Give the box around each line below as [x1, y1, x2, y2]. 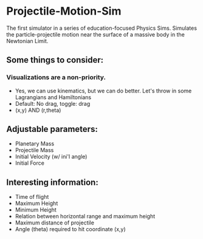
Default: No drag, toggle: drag [15, 100, 91, 107]
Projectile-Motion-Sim [6, 4, 122, 18]
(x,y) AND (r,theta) [15, 106, 61, 114]
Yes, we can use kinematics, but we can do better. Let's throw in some [15, 87, 192, 94]
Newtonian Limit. [6, 37, 49, 44]
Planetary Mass [15, 140, 55, 147]
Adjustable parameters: [6, 124, 98, 134]
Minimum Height [15, 206, 57, 213]
